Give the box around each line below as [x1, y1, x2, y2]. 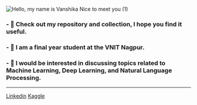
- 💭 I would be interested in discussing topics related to [6, 59, 166, 67]
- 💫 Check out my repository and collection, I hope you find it [6, 20, 182, 28]
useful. [6, 27, 27, 35]
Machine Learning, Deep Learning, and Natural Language [6, 66, 172, 74]
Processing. [6, 73, 42, 82]
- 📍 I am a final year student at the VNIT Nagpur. [6, 43, 145, 51]
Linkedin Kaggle [6, 93, 45, 100]
